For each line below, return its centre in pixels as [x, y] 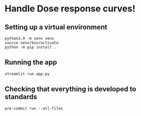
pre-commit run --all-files [34, 108]
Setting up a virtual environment [56, 27]
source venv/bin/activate [31, 43]
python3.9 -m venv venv [29, 38]
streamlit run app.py [27, 74]
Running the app [31, 62]
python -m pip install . [30, 47]
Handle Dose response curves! [70, 9]
